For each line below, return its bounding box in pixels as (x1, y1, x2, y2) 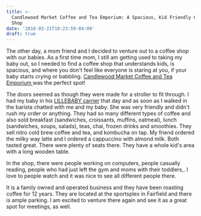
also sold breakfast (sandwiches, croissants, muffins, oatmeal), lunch (6, 116, 177, 123)
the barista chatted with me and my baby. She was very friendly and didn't (6, 104, 190, 111)
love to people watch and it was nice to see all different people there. (6, 172, 176, 180)
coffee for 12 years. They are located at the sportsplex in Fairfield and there (6, 190, 193, 197)
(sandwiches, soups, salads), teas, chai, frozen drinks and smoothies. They (6, 123, 192, 130)
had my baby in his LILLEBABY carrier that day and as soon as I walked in (6, 97, 187, 105)
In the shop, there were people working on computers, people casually (6, 160, 181, 167)
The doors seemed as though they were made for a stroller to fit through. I (6, 91, 190, 98)
